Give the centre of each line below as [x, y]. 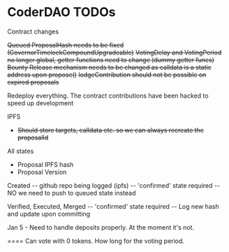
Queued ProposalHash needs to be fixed [66, 45]
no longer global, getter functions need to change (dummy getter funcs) [111, 59]
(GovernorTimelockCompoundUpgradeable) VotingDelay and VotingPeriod [114, 52]
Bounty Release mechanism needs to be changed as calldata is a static [109, 67]
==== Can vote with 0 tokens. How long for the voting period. [96, 241]
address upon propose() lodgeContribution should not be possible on [107, 75]
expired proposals [33, 82]
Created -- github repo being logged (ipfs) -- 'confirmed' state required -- [114, 185]
